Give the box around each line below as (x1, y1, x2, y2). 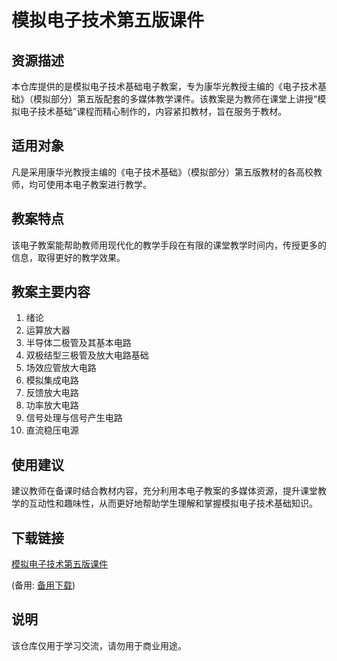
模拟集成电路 (25, 374, 79, 386)
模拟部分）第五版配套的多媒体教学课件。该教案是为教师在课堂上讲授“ (32, 93, 318, 105)
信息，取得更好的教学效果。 (11, 251, 126, 263)
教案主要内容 (11, 284, 91, 301)
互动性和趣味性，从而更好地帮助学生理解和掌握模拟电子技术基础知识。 (28, 497, 318, 510)
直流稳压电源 (25, 424, 79, 436)
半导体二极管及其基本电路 (25, 337, 132, 349)
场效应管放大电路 (25, 362, 97, 374)
